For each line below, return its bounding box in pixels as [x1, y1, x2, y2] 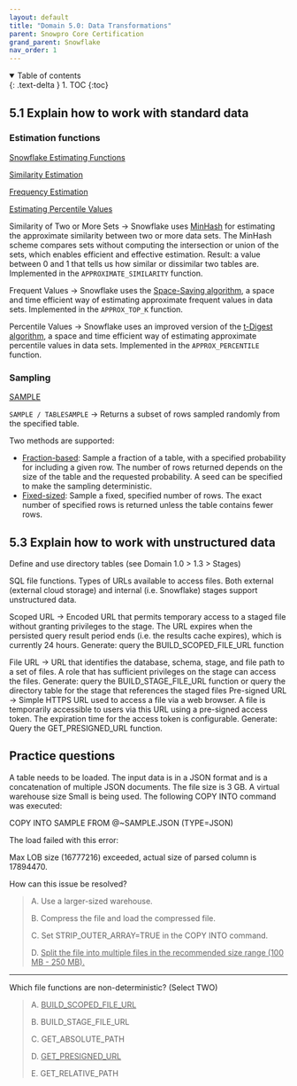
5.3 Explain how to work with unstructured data [9, 535, 276, 550]
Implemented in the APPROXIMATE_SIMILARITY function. [9, 268, 203, 278]
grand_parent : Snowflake [9, 37, 101, 47]
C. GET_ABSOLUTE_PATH [30, 1034, 126, 1044]
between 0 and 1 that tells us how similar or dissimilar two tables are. [9, 258, 259, 269]
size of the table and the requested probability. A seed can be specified [21, 472, 283, 482]
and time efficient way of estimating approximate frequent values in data [9, 294, 273, 305]
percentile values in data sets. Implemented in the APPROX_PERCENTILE [9, 340, 260, 350]
